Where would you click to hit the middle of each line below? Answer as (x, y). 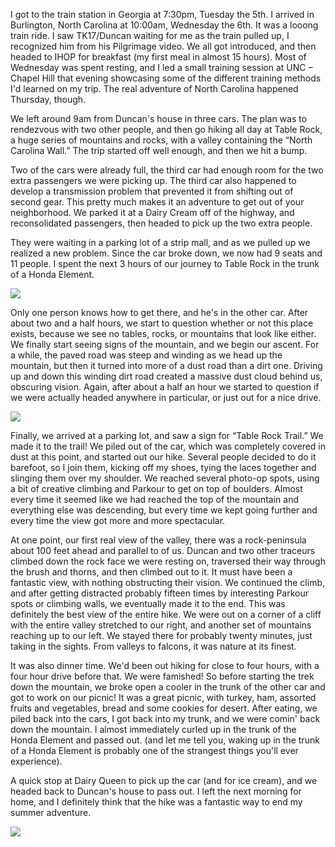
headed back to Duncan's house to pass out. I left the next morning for (156, 791)
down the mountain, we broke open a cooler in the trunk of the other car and (168, 687)
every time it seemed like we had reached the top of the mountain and (154, 499)
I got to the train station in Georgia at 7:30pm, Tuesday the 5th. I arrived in (162, 14)
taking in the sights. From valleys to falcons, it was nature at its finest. (153, 646)
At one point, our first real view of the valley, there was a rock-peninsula (158, 540)
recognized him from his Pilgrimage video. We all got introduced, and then (163, 46)
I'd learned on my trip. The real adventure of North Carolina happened (154, 88)
